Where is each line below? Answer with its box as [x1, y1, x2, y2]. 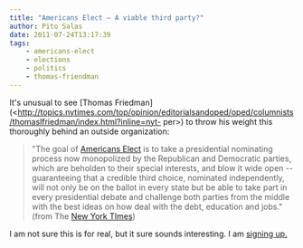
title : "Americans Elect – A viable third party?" [9, 13, 204, 23]
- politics [25, 64, 67, 73]
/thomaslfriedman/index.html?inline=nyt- [9, 116, 161, 127]
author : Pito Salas [9, 22, 83, 31]
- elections [25, 55, 71, 64]
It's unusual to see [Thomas [9, 97, 113, 108]
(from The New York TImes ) [31, 210, 136, 222]
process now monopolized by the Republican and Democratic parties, [31, 153, 292, 164]
